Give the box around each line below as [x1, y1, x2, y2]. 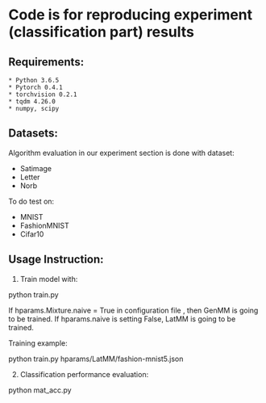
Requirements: [8, 55, 85, 69]
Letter [19, 172, 40, 182]
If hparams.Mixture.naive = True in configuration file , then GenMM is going [8, 305, 259, 315]
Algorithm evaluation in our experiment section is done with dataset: [8, 148, 235, 157]
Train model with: [19, 274, 78, 283]
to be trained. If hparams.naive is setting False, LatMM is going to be [8, 313, 236, 324]
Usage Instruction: [8, 253, 104, 267]
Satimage [19, 163, 52, 173]
